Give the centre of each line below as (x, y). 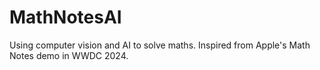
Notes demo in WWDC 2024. (69, 55)
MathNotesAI (65, 17)
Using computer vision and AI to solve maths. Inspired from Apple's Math (160, 45)
